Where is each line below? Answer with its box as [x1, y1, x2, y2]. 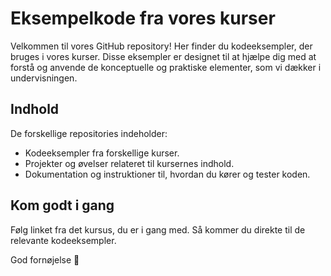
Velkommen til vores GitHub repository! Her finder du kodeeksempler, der [10, 40, 313, 52]
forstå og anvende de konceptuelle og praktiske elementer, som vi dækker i [10, 61, 322, 73]
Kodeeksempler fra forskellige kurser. [24, 147, 180, 159]
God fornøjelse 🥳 [10, 253, 80, 266]
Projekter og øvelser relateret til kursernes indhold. [24, 157, 235, 169]
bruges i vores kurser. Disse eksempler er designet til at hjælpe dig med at [10, 50, 317, 62]
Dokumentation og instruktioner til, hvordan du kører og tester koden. [24, 168, 311, 180]
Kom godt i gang [10, 197, 115, 214]
